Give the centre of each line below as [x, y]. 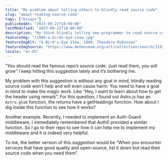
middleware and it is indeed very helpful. [47, 133]
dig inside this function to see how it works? [50, 107]
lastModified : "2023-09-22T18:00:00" [44, 28]
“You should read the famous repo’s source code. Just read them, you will [81, 66]
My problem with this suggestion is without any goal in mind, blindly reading [83, 81]
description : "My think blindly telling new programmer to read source [81, 33]
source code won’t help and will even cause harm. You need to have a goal [82, 86]
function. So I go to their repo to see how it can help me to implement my [80, 127]
